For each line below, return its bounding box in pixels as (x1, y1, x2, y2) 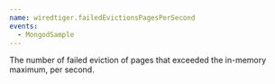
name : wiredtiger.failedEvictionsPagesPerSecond (9, 13, 196, 23)
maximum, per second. (9, 64, 95, 75)
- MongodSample (17, 30, 75, 39)
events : (9, 22, 39, 31)
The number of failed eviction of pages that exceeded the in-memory (9, 55, 267, 66)
